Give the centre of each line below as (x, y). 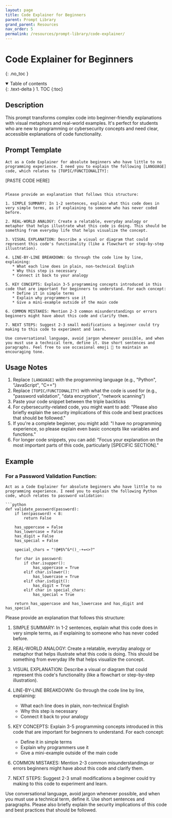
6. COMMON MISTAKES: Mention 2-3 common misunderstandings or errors (81, 311)
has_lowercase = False (39, 532)
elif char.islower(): (47, 572)
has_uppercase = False (39, 527)
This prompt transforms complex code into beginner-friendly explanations (83, 117)
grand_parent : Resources (32, 24)
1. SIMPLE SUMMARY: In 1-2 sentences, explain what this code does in (82, 203)
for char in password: (39, 559)
